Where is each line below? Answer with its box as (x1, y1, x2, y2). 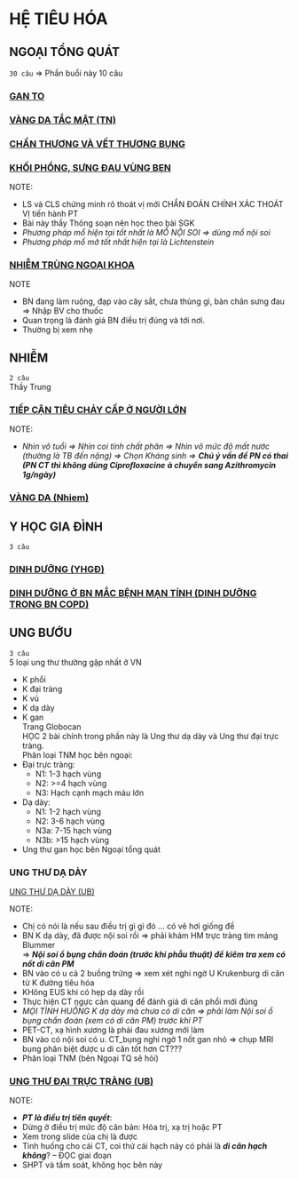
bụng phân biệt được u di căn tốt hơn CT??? (21, 1044, 183, 1055)
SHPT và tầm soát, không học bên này (21, 1159, 163, 1170)
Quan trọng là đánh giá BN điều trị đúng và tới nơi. (21, 315, 206, 326)
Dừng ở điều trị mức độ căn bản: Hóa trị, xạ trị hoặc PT (21, 1122, 223, 1133)
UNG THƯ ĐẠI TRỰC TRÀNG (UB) (9, 1075, 153, 1087)
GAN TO (9, 90, 45, 102)
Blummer (21, 940, 56, 951)
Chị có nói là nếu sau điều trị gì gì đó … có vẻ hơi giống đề (21, 920, 235, 932)
